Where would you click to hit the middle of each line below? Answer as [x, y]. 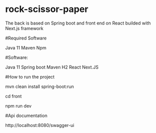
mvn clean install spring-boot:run [40, 86]
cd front [13, 96]
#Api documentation [26, 115]
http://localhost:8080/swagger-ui [40, 125]
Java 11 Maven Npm [26, 47]
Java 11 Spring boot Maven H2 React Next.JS [52, 67]
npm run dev [18, 105]
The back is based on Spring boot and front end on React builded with [78, 23]
